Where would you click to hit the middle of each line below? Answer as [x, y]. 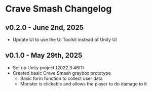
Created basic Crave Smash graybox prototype [62, 73]
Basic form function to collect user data [61, 78]
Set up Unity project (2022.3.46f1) [48, 67]
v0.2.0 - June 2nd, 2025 [45, 28]
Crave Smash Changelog [59, 9]
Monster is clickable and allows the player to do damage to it [83, 83]
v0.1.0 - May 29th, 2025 [44, 55]
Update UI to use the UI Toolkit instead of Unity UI [65, 39]
